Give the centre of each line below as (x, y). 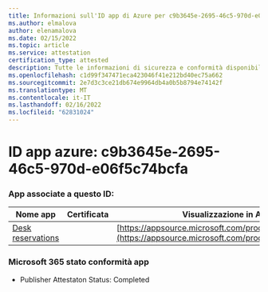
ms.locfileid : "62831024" (51, 113)
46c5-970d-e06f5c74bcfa (99, 169)
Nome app (35, 214)
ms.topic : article (39, 46)
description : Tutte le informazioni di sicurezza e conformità (116, 68)
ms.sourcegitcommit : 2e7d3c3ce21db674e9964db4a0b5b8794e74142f (116, 82)
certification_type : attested (59, 61)
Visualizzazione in (218, 214)
